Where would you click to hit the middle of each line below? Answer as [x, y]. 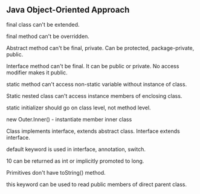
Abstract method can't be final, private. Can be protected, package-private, [100, 48]
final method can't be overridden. [48, 36]
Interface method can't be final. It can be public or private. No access [93, 66]
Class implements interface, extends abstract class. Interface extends [93, 131]
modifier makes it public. [37, 73]
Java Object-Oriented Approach [68, 10]
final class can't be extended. [43, 24]
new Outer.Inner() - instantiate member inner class [69, 119]
